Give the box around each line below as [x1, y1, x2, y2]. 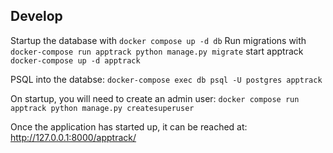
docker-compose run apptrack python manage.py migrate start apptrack [10, 45, 304, 57]
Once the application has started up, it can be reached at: [10, 120, 248, 133]
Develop [10, 8, 63, 25]
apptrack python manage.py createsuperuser [10, 103, 195, 113]
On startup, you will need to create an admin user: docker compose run [10, 92, 300, 104]
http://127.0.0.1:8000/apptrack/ [10, 131, 137, 143]
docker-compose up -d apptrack [10, 55, 141, 66]
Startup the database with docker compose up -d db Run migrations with [10, 34, 307, 46]
